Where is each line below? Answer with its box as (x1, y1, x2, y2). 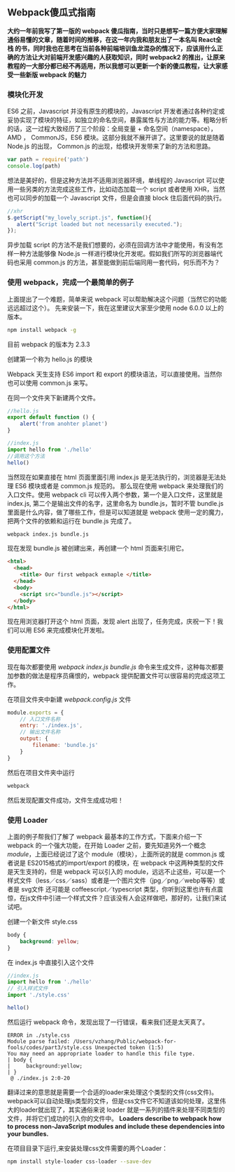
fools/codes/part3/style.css (7, 1044, 92, 1051)
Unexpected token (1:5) (94, 1044, 164, 1051)
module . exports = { (7, 709, 64, 716)
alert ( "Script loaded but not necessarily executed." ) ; (16, 220, 183, 228)
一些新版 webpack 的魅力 (13, 70, 87, 79)
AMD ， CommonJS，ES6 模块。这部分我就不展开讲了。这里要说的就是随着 (7, 133, 225, 142)
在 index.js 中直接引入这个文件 (7, 958, 94, 966)
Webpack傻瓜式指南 (7, 6, 96, 19)
